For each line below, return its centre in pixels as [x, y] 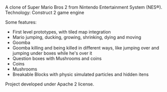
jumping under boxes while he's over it [52, 53]
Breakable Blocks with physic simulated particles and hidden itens [80, 74]
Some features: [21, 22]
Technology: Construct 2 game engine [45, 12]
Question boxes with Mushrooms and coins [57, 58]
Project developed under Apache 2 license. [50, 84]
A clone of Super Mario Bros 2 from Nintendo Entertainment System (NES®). [84, 7]
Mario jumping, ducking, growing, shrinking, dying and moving [77, 37]
